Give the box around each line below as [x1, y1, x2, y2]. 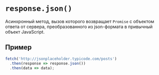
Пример [5, 43, 32, 52]
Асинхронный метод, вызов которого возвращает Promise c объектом [5, 18, 155, 24]
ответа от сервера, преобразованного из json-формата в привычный [5, 24, 153, 30]
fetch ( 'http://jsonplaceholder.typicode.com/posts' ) [5, 56, 117, 61]
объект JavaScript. [5, 29, 45, 35]
